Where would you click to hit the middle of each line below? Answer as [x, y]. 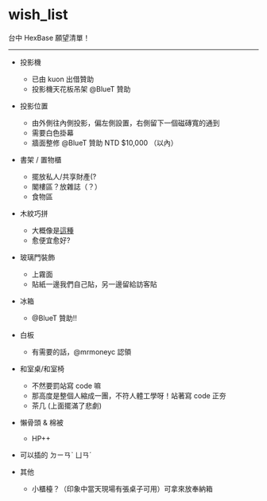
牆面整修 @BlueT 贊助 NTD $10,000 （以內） [104, 143]
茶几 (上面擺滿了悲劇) [66, 405]
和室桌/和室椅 [42, 369]
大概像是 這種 [52, 230]
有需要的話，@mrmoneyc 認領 [81, 351]
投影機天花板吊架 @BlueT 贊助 [81, 88]
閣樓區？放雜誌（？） [66, 186]
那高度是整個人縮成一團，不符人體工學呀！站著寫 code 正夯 [129, 395]
